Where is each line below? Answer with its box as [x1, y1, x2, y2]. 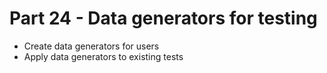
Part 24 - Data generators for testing [9, 7, 318, 30]
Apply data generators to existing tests [23, 50, 184, 62]
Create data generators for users [23, 40, 160, 52]
